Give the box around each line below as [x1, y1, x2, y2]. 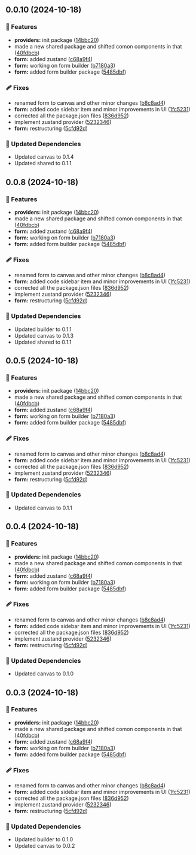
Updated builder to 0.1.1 [14, 326, 72, 333]
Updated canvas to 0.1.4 [14, 153, 74, 160]
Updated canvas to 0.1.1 [14, 504, 72, 511]
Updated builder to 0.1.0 [14, 836, 73, 843]
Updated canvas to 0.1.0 [14, 670, 74, 677]
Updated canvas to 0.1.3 [14, 332, 74, 339]
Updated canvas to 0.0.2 [14, 842, 75, 850]
